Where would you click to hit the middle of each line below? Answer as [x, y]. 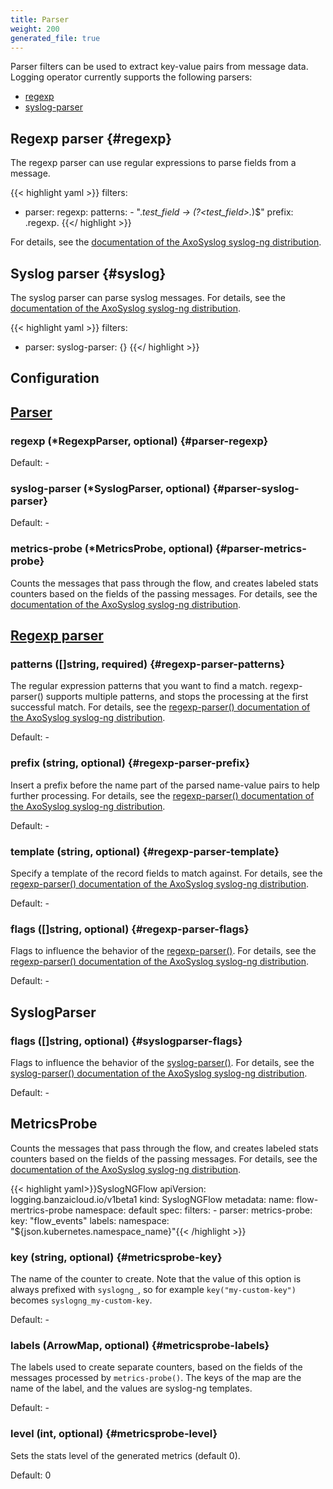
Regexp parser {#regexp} [91, 138]
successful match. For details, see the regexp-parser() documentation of [160, 707]
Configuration [55, 378]
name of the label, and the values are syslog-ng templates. [131, 1388]
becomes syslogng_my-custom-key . [81, 1300]
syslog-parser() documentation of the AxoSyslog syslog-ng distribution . [159, 1073]
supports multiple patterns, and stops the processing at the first [177, 697]
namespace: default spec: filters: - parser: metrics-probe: [193, 1210]
